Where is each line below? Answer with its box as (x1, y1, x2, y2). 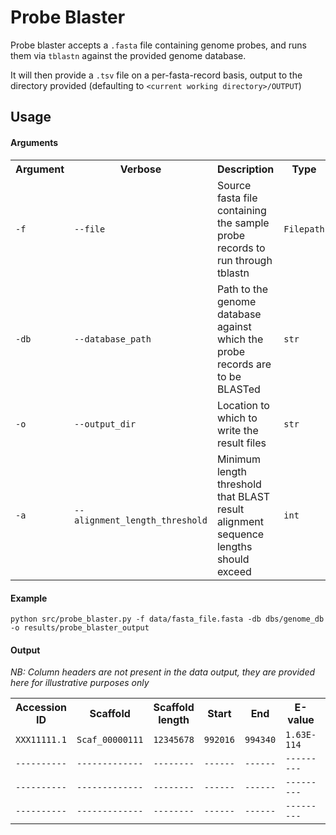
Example (10, 592, 48, 604)
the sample (216, 216, 270, 230)
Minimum (216, 452, 262, 466)
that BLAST (216, 489, 271, 503)
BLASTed (216, 382, 261, 396)
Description (216, 162, 275, 176)
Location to (216, 398, 270, 412)
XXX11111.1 (15, 734, 67, 746)
